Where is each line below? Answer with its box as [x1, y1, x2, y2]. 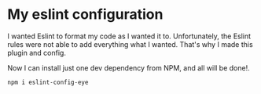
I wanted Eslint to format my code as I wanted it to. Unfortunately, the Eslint [7, 31, 252, 41]
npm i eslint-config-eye [7, 78, 89, 86]
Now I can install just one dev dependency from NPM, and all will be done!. [7, 63, 250, 72]
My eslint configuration [7, 5, 164, 23]
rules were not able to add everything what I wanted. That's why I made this [7, 39, 253, 49]
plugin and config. [7, 48, 66, 57]
